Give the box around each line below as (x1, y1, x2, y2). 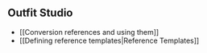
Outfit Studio (7, 6, 73, 20)
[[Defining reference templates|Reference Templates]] (19, 36, 200, 45)
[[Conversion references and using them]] (19, 27, 159, 36)
